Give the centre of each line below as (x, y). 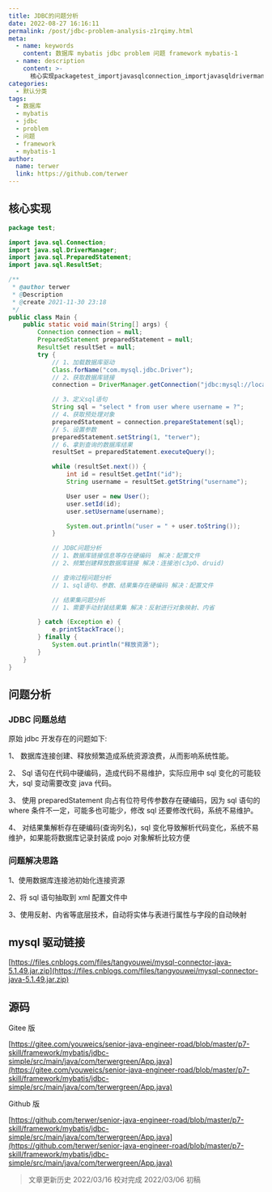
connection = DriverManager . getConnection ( (126, 385)
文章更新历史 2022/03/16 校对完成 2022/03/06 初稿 (114, 1180)
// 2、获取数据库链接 (83, 377)
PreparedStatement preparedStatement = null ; (116, 340)
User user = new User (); (108, 496)
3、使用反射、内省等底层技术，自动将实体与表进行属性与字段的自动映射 (127, 914)
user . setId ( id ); (93, 504)
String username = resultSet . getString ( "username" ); (157, 482)
